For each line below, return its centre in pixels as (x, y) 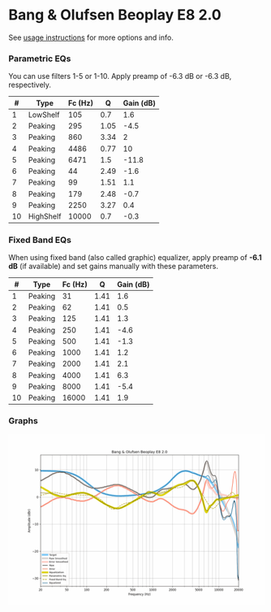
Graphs (23, 421)
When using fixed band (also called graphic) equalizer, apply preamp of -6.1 (135, 258)
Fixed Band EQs (40, 240)
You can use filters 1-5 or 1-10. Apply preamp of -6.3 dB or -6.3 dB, (120, 76)
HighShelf (45, 216)
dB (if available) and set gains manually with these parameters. (114, 267)
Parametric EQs (40, 59)
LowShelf (44, 115)
